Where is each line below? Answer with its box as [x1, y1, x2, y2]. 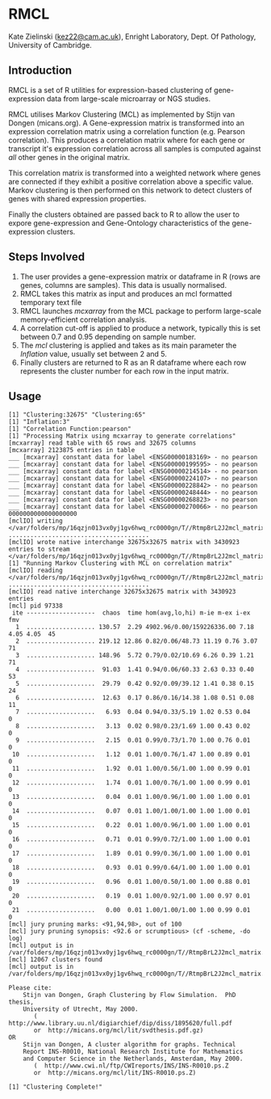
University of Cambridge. [8, 40, 93, 49]
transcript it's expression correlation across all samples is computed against [8, 143, 261, 154]
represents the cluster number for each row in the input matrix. [19, 366, 230, 376]
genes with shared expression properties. [8, 193, 147, 203]
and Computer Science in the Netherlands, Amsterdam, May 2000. [23, 1055, 244, 1063]
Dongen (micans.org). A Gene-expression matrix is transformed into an [8, 118, 244, 128]
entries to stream [8, 545, 70, 554]
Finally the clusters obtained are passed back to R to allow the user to [8, 209, 240, 219]
